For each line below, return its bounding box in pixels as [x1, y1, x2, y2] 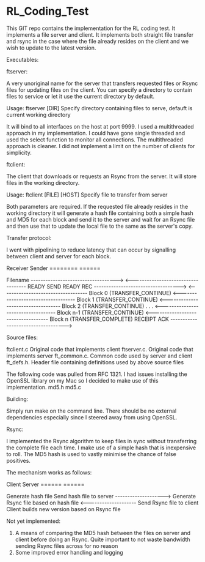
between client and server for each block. [6, 252, 112, 260]
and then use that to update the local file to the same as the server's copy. [6, 222, 193, 230]
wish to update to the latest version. [6, 44, 96, 51]
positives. [6, 457, 31, 464]
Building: [6, 395, 29, 402]
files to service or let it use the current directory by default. [6, 92, 155, 100]
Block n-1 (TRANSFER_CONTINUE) [57, 309, 145, 316]
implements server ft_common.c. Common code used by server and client [6, 352, 193, 359]
